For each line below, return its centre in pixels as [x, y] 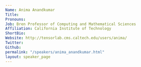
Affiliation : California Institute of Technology [58, 29]
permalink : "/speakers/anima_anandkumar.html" [55, 52]
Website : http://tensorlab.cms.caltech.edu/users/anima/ [66, 38]
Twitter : [14, 43]
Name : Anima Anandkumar [30, 10]
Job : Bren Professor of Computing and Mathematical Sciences [71, 24]
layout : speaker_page [28, 57]
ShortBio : [16, 33]
